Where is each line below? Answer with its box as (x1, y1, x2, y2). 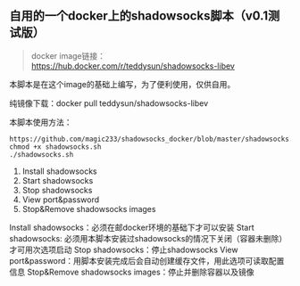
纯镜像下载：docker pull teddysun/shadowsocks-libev (9, 97, 209, 109)
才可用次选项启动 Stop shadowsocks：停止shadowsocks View (9, 244, 238, 255)
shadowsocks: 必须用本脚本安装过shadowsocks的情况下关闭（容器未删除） (9, 233, 287, 243)
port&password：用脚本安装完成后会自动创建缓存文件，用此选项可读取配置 (9, 255, 285, 266)
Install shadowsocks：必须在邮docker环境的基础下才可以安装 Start (9, 222, 254, 233)
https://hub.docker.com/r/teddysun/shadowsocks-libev (30, 61, 235, 71)
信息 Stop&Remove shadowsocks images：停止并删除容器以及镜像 (9, 266, 254, 277)
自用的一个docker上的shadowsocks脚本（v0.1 (9, 8, 269, 24)
